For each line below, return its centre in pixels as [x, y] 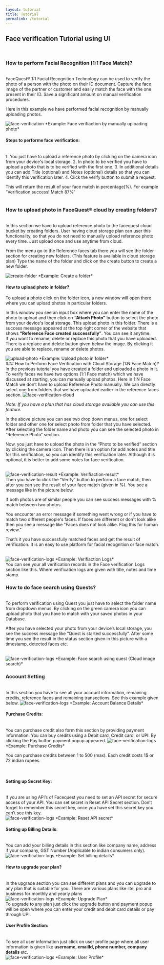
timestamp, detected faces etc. [37, 644]
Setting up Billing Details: [32, 829]
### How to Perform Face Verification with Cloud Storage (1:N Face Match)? [82, 364]
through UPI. [18, 914]
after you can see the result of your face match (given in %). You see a [77, 485]
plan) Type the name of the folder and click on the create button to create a [81, 261]
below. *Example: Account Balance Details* [74, 703]
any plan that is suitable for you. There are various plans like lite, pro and [79, 888]
